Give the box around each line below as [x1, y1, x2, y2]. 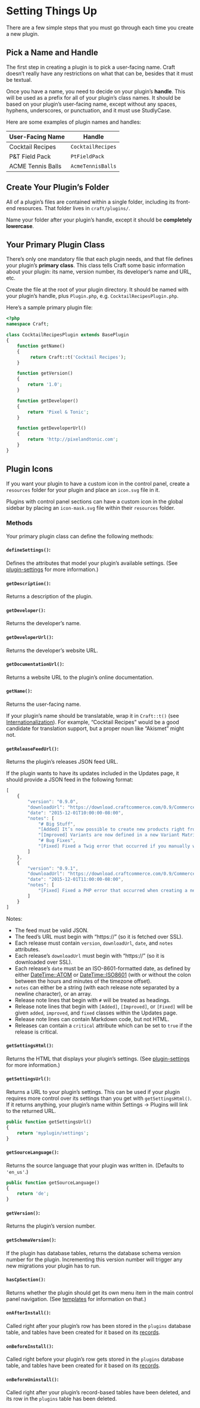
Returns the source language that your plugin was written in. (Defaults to [6, 1161, 185, 1169]
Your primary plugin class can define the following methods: [6, 533, 154, 540]
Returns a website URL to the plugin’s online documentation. [6, 674, 154, 681]
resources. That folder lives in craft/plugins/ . [17, 204, 130, 211]
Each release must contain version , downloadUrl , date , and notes [14, 939, 173, 946]
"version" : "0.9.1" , [27, 865, 79, 871]
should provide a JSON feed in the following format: [6, 776, 134, 783]
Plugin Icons [6, 464, 54, 474]
